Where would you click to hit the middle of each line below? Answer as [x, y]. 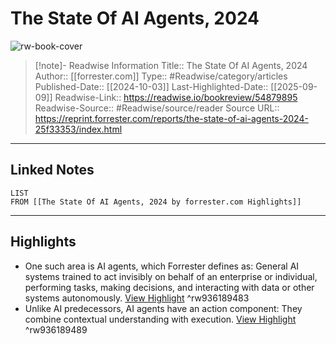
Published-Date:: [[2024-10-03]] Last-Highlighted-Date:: [151, 86]
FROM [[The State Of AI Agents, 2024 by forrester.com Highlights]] [156, 202]
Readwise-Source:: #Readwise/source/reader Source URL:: [157, 108]
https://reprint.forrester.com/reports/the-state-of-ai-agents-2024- [171, 118]
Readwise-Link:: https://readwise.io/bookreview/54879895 [176, 97]
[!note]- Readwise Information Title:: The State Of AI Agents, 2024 [171, 65]
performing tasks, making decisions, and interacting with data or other [169, 287]
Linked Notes [52, 170]
